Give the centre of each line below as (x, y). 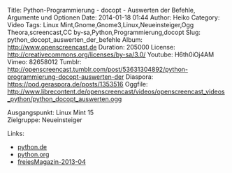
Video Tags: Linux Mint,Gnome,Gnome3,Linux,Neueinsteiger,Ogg (101, 25)
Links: (16, 133)
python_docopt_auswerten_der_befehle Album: (75, 40)
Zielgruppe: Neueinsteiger (45, 120)
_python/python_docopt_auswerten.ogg (65, 99)
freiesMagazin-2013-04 (51, 162)
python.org (33, 154)
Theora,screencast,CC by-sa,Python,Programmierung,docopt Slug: (104, 32)
